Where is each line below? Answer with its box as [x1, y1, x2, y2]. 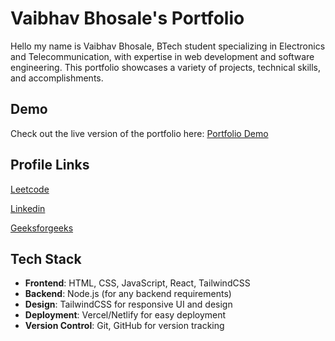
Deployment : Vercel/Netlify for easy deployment [24, 309, 227, 321]
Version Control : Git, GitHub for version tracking [24, 320, 225, 332]
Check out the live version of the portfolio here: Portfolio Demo [10, 127, 269, 139]
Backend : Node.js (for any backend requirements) [24, 288, 232, 300]
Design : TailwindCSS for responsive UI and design [24, 298, 233, 311]
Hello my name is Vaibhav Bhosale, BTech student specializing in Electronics [10, 40, 326, 52]
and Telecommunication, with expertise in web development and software [10, 50, 315, 62]
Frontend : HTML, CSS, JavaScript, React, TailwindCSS [24, 277, 251, 289]
